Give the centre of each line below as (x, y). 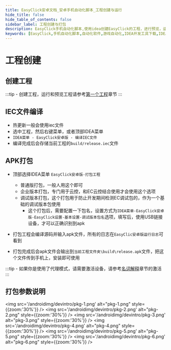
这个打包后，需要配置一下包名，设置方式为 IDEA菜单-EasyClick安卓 (96, 210)
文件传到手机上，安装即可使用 (48, 258)
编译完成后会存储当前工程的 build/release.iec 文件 (65, 143)
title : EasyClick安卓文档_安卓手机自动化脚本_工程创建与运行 (64, 10)
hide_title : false (25, 15)
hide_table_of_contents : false (38, 19)
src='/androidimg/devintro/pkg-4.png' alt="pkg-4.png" (63, 326)
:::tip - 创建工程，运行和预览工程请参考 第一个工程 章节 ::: (64, 94)
